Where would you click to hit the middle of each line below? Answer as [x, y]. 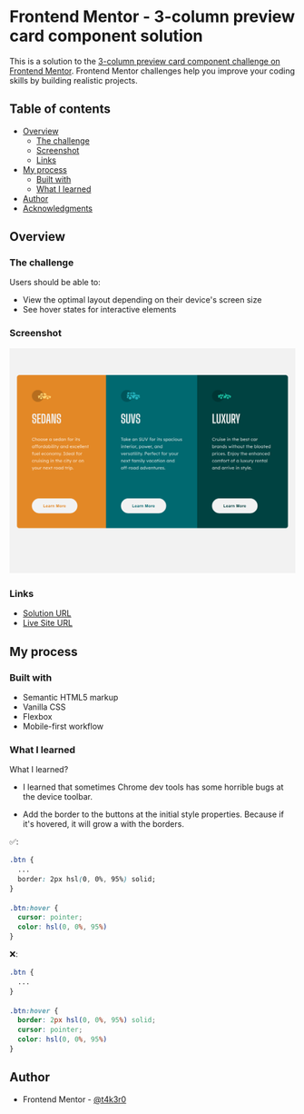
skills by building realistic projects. [74, 80]
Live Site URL [48, 623]
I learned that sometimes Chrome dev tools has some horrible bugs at [153, 787]
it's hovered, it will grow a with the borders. [103, 824]
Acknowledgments [58, 208]
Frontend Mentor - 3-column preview [152, 17]
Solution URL [47, 613]
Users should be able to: [55, 283]
